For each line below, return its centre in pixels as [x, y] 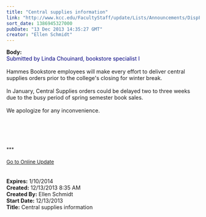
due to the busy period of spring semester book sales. [75, 98]
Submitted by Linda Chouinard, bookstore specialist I [73, 59]
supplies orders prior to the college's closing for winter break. [84, 78]
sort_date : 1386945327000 [39, 23]
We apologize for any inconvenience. [53, 111]
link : [13, 18]
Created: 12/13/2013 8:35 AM [44, 188]
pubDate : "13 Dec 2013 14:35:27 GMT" [55, 29]
